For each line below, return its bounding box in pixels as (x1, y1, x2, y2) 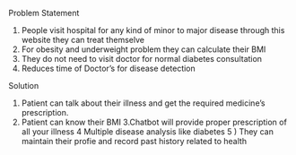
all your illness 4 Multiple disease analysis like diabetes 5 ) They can (21, 126, 274, 137)
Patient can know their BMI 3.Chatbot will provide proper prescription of (21, 116, 288, 127)
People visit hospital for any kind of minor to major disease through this (21, 25, 285, 35)
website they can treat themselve (21, 35, 145, 45)
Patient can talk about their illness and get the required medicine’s (21, 98, 266, 108)
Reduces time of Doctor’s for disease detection (21, 63, 196, 73)
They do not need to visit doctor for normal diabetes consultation (21, 54, 262, 64)
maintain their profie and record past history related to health (21, 136, 248, 146)
